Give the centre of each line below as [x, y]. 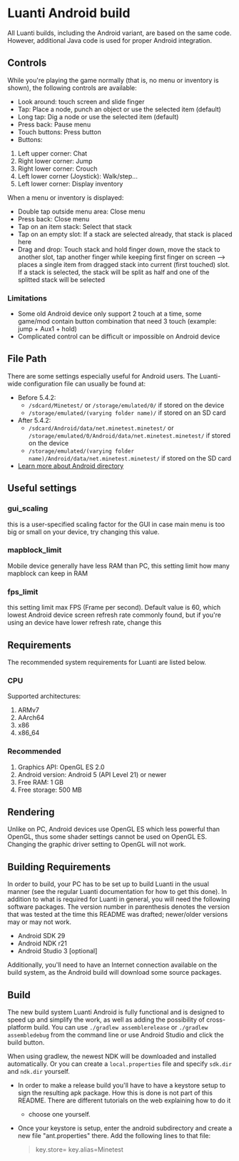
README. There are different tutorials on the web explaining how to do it [124, 1100]
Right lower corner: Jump [55, 161]
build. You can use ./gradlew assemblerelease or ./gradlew [121, 1027]
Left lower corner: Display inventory [70, 184]
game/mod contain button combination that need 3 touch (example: [117, 321]
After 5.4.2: [34, 420]
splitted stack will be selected [61, 279]
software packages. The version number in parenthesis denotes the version [119, 907]
